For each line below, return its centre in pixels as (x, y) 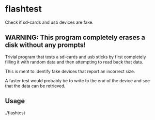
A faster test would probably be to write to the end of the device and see (77, 80)
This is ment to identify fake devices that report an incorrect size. (70, 71)
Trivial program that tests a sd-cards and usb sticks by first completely (76, 57)
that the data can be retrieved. (35, 86)
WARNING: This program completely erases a (75, 37)
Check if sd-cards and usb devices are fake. (49, 22)
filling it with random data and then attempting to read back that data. (74, 62)
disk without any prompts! (46, 45)
